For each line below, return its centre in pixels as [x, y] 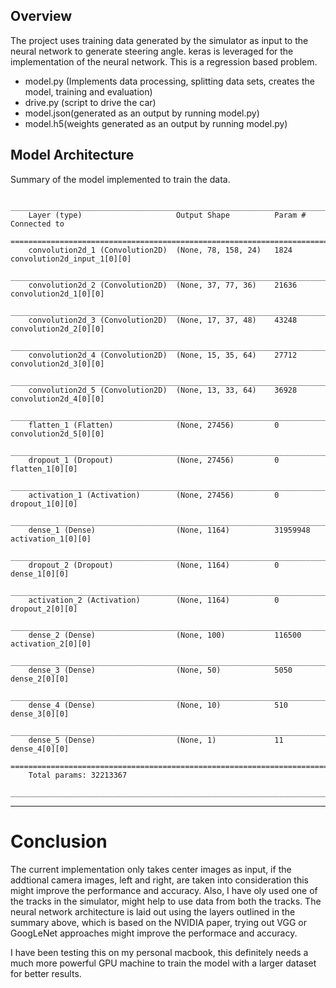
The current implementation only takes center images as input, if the [151, 869]
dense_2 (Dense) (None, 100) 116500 [165, 635]
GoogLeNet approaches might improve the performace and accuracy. [154, 933]
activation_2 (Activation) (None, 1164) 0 [154, 600]
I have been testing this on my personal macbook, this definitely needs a [159, 952]
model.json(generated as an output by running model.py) [142, 113]
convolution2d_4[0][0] [57, 399]
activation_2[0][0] [51, 644]
